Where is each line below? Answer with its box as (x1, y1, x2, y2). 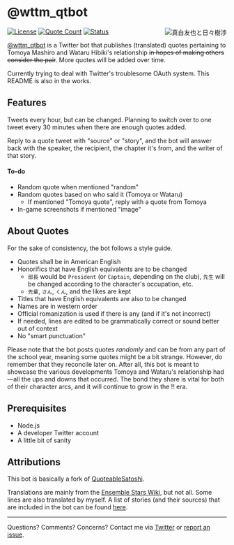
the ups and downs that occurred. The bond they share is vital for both (21, 375, 224, 383)
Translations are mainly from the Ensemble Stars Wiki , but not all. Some (7, 488, 212, 497)
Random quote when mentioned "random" (17, 182, 139, 191)
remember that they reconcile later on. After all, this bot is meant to (7, 360, 200, 368)
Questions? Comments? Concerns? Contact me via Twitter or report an (7, 523, 211, 532)
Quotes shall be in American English (17, 257, 121, 266)
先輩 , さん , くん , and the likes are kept (27, 287, 131, 296)
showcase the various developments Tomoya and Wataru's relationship (7, 368, 212, 376)
